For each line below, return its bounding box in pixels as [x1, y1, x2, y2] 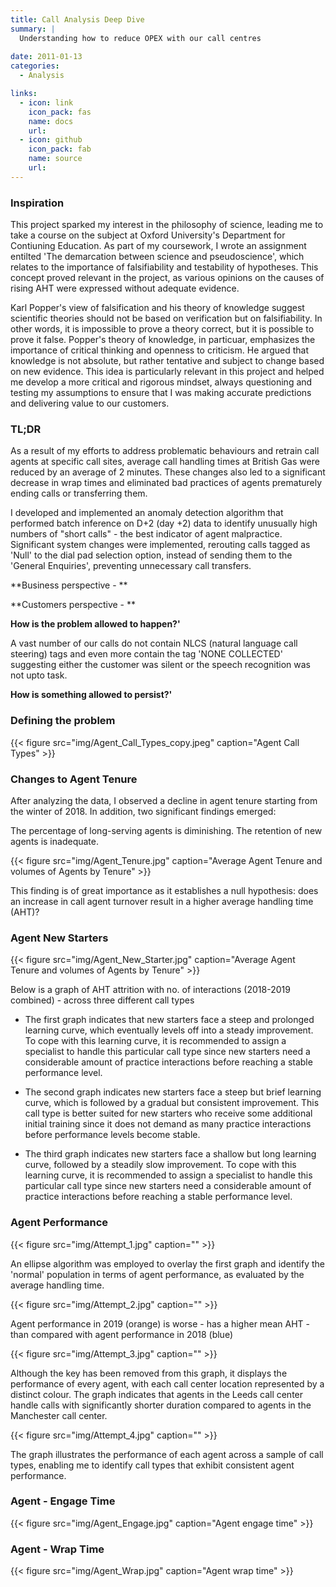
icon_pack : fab [28, 144, 92, 155]
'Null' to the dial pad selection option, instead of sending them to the [10, 549, 293, 561]
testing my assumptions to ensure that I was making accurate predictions [10, 387, 312, 399]
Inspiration [10, 196, 65, 210]
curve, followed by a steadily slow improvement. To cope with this [24, 1159, 297, 1171]
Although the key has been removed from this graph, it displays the [10, 1367, 288, 1379]
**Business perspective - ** [10, 579, 128, 591]
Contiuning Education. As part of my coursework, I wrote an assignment [10, 240, 307, 252]
